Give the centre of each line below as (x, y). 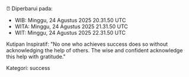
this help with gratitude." (36, 56)
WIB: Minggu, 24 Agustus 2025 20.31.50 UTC (70, 20)
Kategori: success (28, 68)
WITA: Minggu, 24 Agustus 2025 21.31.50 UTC (71, 26)
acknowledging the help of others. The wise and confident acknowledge (94, 50)
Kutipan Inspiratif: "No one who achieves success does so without (87, 44)
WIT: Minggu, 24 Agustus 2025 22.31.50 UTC (70, 33)
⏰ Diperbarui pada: (30, 9)
